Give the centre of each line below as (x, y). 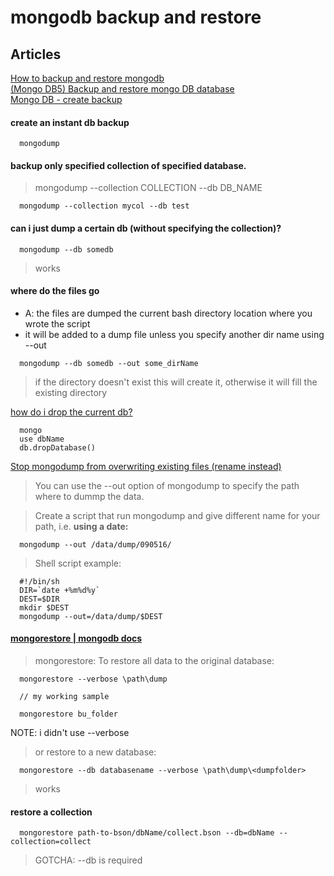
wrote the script (57, 323)
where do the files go (55, 291)
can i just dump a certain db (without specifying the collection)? (146, 228)
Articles (36, 54)
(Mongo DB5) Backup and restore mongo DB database (122, 89)
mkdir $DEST (44, 607)
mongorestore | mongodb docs (76, 638)
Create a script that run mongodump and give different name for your (177, 515)
